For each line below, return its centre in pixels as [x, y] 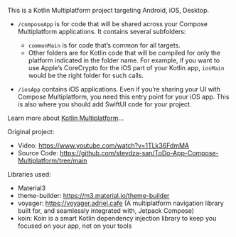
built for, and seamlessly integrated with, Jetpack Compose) [106, 211]
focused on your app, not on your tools [75, 226]
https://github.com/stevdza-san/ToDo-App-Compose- [139, 153]
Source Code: [38, 153]
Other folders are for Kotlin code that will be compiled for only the [124, 53]
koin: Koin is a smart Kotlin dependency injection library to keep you [117, 218]
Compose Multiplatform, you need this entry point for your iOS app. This [123, 97]
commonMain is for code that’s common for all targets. [104, 45]
